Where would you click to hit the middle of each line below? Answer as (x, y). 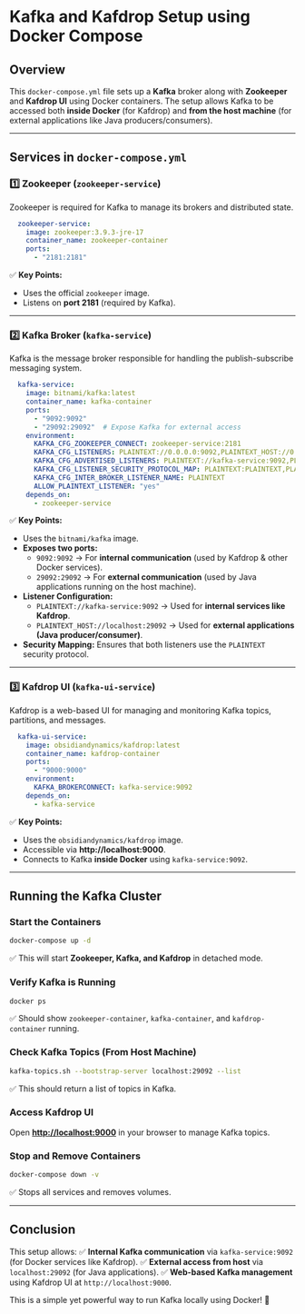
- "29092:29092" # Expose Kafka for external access (138, 427)
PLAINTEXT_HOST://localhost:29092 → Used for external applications (165, 625)
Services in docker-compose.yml (98, 158)
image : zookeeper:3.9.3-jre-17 (85, 232)
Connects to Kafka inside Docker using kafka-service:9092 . (135, 859)
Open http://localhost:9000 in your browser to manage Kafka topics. (140, 1132)
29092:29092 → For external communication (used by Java (146, 577)
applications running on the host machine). (116, 587)
